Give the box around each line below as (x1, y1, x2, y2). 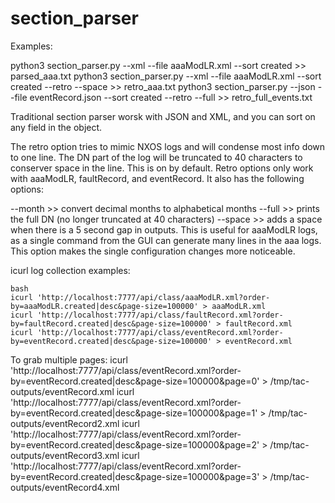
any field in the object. (10, 121, 103, 133)
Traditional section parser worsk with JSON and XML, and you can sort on (10, 110, 316, 122)
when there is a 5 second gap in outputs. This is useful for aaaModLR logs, (10, 223, 318, 236)
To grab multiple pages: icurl (10, 353, 128, 366)
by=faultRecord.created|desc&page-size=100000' (10, 318, 213, 329)
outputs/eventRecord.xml (10, 385, 115, 397)
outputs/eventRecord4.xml (10, 481, 120, 493)
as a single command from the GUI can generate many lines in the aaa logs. (10, 234, 322, 246)
